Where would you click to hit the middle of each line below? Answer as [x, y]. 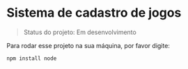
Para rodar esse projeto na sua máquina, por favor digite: [88, 45]
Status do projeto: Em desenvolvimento [80, 32]
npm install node [32, 58]
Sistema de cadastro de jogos [94, 13]
